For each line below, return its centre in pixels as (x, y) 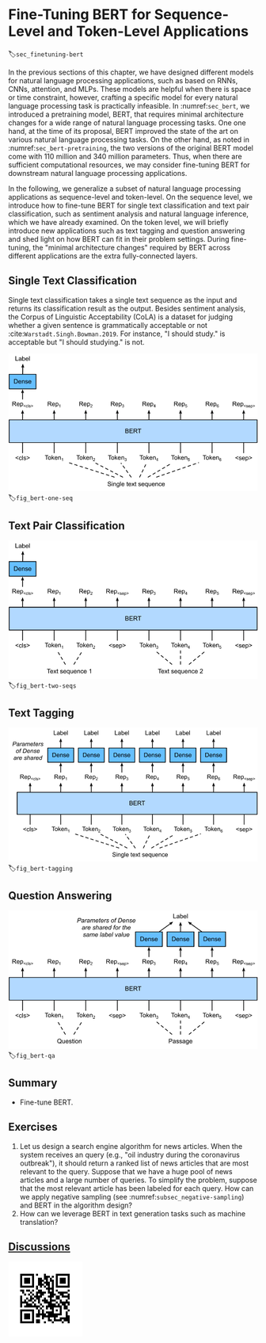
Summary (33, 1083)
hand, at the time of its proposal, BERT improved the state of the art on (123, 131)
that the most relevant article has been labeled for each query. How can (137, 1188)
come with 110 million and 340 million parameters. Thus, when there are (125, 156)
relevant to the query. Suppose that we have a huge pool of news (126, 1171)
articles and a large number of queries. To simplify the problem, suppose (138, 1180)
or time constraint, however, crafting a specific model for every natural (123, 97)
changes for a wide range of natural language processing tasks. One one (127, 122)
